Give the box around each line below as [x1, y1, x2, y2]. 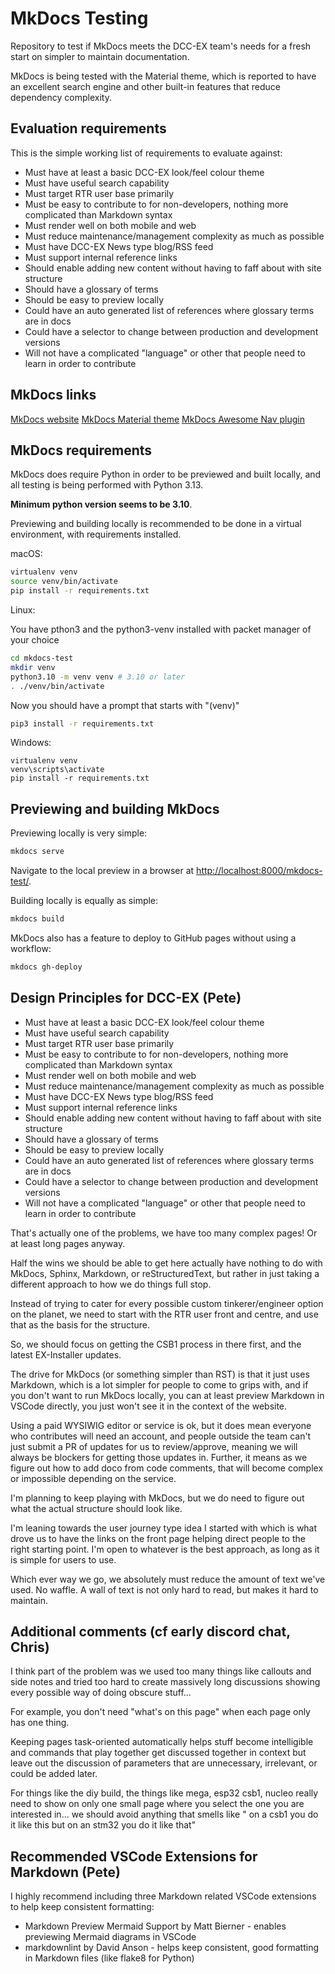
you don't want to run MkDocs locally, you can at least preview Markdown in [10, 1389, 325, 1401]
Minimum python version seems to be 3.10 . [10, 498, 193, 511]
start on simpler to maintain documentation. [10, 50, 190, 62]
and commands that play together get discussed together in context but [10, 1747, 307, 1759]
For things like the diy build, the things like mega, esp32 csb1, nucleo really [10, 1787, 319, 1799]
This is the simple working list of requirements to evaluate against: [10, 147, 283, 159]
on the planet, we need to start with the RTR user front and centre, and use [10, 1308, 319, 1320]
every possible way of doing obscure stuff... [10, 1687, 192, 1699]
